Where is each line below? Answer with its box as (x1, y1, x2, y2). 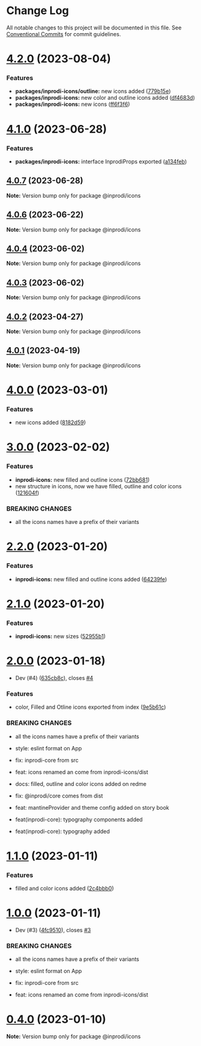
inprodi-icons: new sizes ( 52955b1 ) (15, 633, 106, 640)
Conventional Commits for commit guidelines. (6, 30, 121, 37)
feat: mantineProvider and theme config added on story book (15, 804, 170, 811)
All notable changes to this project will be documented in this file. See (6, 24, 182, 31)
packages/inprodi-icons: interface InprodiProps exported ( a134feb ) (15, 157, 188, 165)
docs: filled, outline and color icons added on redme (15, 780, 147, 787)
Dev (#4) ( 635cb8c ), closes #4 (15, 674, 93, 681)
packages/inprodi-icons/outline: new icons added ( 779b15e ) (15, 88, 171, 95)
